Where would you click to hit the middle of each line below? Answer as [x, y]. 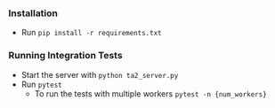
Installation [33, 13]
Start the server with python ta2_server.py [100, 74]
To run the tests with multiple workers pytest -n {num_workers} [151, 93]
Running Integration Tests [65, 56]
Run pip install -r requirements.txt [91, 33]
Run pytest [42, 84]
